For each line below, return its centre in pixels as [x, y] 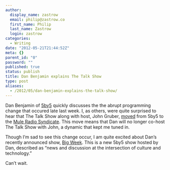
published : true [22, 67]
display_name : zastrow [34, 15]
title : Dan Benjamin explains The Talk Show [53, 77]
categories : [18, 39]
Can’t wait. [17, 163]
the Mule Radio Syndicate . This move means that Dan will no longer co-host [85, 122]
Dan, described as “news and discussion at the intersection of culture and [83, 148]
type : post [17, 81]
